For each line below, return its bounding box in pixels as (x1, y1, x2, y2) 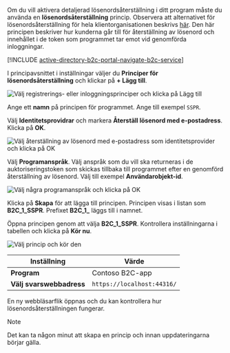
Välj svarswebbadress (10, 279, 85, 288)
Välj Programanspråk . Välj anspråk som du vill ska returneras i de (7, 158, 194, 166)
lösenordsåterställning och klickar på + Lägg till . (7, 76, 147, 85)
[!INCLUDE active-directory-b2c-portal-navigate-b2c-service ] (7, 56, 184, 64)
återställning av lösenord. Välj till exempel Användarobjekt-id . (7, 172, 184, 180)
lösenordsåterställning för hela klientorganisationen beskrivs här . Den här (7, 21, 215, 28)
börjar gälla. (7, 339, 41, 346)
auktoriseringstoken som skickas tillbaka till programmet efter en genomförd (7, 165, 224, 173)
